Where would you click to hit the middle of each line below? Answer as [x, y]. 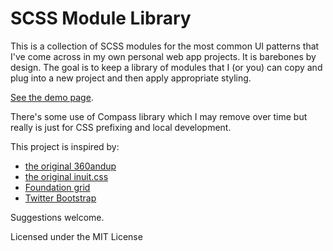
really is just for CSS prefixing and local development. [121, 127]
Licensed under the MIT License [76, 236]
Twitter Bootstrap [60, 198]
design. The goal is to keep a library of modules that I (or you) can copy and [166, 67]
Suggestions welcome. [57, 217]
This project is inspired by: [65, 146]
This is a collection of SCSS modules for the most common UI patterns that [165, 46]
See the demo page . [52, 97]
